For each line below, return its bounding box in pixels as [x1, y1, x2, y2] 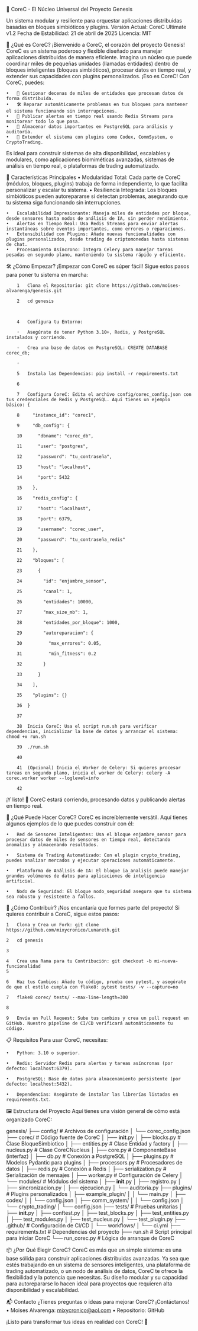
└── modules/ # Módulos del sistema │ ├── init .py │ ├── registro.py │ [6, 1178, 181, 1185]
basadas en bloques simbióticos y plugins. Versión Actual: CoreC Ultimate [6, 24, 187, 30]
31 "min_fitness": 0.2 [17, 651, 96, 657]
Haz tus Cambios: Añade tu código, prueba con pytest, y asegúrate [17, 979, 186, 985]
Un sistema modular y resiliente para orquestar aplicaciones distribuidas [6, 17, 182, 24]
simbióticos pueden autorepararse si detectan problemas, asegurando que [6, 193, 188, 200]
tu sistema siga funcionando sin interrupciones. [6, 199, 122, 206]
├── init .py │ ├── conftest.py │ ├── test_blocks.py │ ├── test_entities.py [6, 1210, 189, 1216]
